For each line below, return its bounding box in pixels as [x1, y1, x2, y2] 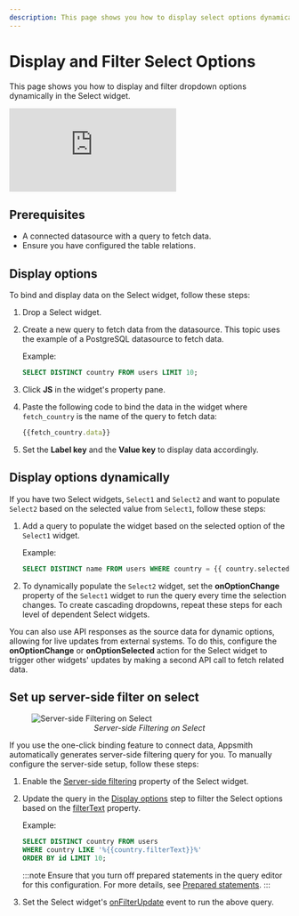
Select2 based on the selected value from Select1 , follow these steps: [9, 503, 266, 514]
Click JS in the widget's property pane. [21, 385, 166, 395]
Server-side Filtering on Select [93, 723, 206, 734]
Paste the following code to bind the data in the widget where [21, 401, 247, 412]
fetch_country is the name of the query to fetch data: [21, 411, 218, 422]
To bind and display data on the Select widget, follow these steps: [9, 290, 251, 301]
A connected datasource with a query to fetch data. [21, 231, 212, 241]
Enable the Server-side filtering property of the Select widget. [21, 776, 249, 787]
